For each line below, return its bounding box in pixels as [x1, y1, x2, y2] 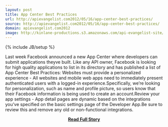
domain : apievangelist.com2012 [5, 26, 70, 31]
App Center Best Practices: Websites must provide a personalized [5, 70, 141, 75]
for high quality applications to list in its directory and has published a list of [5, 64, 161, 70]
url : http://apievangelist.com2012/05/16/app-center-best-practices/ [5, 16, 153, 21]
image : [5, 30, 19, 35]
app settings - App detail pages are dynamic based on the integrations [5, 96, 151, 102]
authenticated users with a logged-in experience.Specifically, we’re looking [5, 80, 160, 86]
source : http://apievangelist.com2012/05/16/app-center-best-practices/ [5, 21, 160, 26]
